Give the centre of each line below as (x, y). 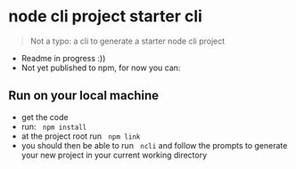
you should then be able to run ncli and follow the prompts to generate (154, 145)
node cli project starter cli (105, 16)
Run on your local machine (84, 96)
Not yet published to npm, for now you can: (101, 68)
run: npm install (54, 126)
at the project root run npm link (81, 136)
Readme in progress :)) (63, 58)
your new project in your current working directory (114, 155)
